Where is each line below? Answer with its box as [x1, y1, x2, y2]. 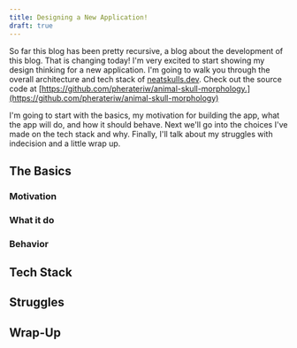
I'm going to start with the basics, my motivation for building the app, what [9, 110, 280, 120]
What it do [9, 213, 55, 226]
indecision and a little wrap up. [9, 138, 121, 149]
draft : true [9, 21, 53, 30]
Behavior [9, 237, 49, 250]
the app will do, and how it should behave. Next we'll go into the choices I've [9, 119, 288, 129]
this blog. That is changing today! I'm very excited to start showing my [9, 55, 265, 66]
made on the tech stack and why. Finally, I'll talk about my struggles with [9, 128, 273, 139]
